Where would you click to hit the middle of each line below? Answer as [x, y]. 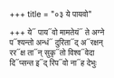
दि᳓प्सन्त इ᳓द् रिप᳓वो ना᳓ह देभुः [53, 63]
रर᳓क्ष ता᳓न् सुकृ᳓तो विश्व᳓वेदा [52, 53]
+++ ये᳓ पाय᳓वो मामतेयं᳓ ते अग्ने [57, 32]
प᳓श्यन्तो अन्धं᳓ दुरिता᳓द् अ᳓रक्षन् [57, 42]
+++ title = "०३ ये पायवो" [51, 14]
